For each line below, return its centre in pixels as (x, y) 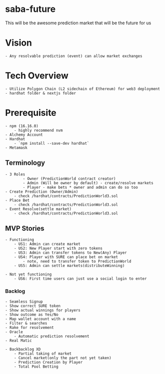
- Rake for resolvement (30, 327)
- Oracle (14, 332)
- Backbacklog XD (23, 349)
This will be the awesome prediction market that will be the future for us (78, 23)
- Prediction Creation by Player (48, 362)
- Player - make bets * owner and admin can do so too (81, 187)
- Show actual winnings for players (43, 310)
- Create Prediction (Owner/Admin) (42, 192)
